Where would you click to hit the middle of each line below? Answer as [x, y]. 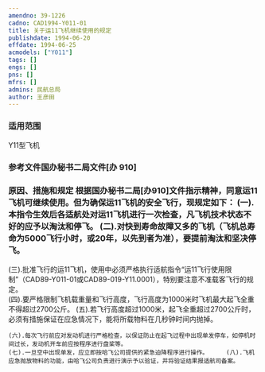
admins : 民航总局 [35, 89]
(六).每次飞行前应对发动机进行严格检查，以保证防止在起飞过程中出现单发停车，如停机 [129, 335]
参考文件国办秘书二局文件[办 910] [72, 168]
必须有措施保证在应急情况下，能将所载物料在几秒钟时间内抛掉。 [113, 319]
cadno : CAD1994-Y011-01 [48, 23]
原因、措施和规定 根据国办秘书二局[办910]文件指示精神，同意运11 [133, 191]
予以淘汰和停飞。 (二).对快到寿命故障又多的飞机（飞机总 [140, 227]
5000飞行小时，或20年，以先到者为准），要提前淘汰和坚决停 [140, 238]
